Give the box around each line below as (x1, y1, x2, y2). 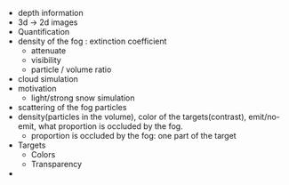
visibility (30, 55, 62, 65)
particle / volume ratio (30, 64, 112, 75)
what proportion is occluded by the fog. (38, 121, 184, 132)
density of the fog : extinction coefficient (17, 36, 167, 46)
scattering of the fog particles (17, 102, 127, 112)
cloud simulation (17, 74, 78, 84)
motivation (17, 84, 57, 93)
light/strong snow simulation (30, 92, 135, 103)
